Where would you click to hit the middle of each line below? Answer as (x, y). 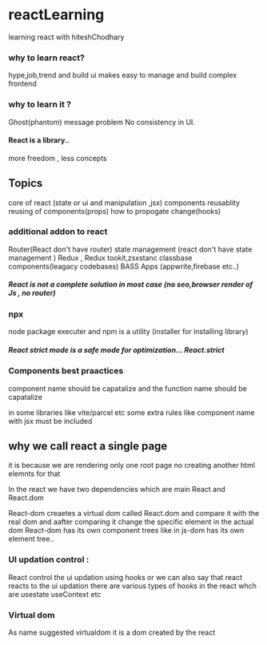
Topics (26, 183)
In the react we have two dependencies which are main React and (117, 490)
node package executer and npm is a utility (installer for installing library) (129, 332)
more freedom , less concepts (58, 158)
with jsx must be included (50, 421)
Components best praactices (66, 371)
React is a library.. (39, 140)
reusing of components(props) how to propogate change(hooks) (115, 211)
